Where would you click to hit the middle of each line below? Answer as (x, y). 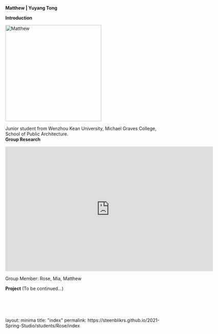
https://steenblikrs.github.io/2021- (124, 320)
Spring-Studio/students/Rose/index (43, 326)
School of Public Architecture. (37, 134)
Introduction (19, 18)
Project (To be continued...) (35, 288)
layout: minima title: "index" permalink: (46, 320)
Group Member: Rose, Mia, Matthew (43, 279)
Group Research (23, 139)
